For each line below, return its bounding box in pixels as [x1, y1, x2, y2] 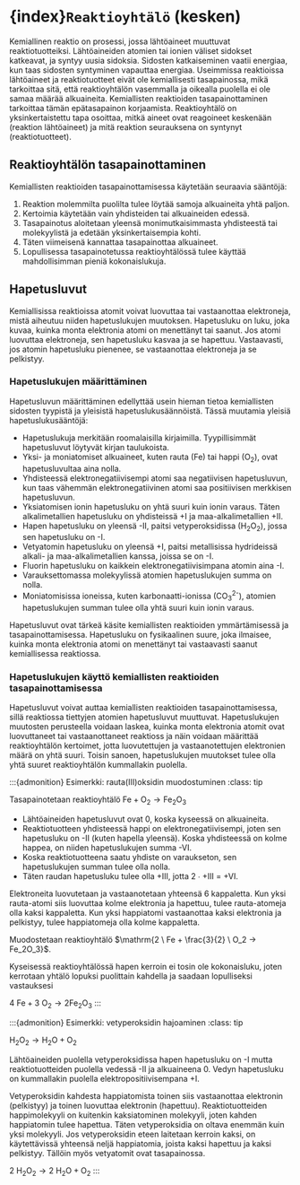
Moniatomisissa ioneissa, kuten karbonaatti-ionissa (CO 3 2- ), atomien [21, 589, 276, 603]
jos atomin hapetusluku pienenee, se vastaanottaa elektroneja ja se [9, 344, 257, 354]
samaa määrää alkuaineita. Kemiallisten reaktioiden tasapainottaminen [9, 92, 269, 104]
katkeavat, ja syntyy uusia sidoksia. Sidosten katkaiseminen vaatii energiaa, [9, 55, 288, 65]
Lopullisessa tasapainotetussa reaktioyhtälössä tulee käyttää [21, 246, 246, 257]
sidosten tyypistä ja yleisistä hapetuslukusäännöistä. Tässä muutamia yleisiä [9, 405, 291, 416]
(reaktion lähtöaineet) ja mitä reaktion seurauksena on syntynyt [9, 121, 243, 132]
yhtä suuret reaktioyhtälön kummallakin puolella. [9, 760, 188, 771]
